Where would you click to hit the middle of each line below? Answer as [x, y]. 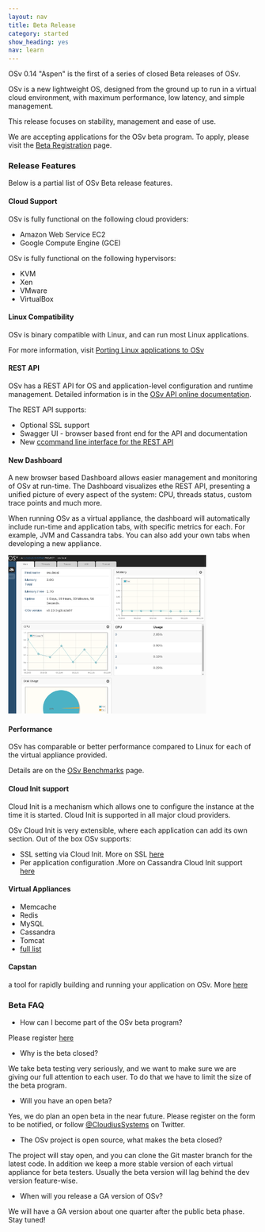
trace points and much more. [55, 503]
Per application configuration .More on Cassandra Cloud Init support [131, 862]
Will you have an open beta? [66, 1101]
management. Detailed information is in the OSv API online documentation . [130, 395]
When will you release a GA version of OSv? [91, 1196]
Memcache [38, 907]
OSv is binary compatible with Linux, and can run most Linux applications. [129, 334]
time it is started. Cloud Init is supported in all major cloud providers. [119, 814]
